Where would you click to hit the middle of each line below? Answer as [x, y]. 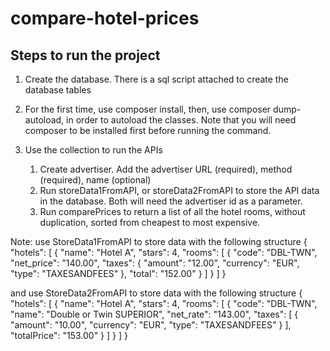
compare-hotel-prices [105, 18]
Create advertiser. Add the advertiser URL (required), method [166, 169]
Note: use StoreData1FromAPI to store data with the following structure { [159, 241]
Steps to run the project [85, 55]
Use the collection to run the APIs [93, 150]
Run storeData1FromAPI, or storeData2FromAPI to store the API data [179, 190]
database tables [58, 90]
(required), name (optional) [95, 180]
